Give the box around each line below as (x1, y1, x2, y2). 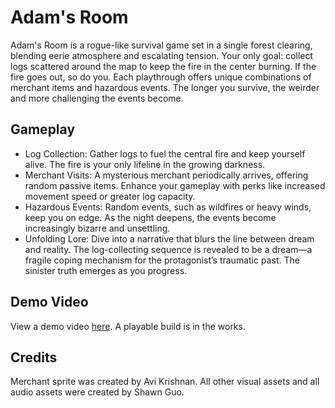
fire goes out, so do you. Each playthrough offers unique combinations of (10, 71, 312, 83)
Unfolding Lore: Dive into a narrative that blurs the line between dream (24, 232, 315, 245)
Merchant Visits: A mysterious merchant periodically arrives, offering (24, 169, 309, 181)
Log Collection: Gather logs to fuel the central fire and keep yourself (24, 147, 306, 160)
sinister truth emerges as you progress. (24, 264, 188, 276)
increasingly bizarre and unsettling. (24, 222, 171, 234)
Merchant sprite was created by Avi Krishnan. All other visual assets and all (10, 376, 320, 388)
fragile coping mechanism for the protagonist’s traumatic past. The (24, 254, 300, 266)
